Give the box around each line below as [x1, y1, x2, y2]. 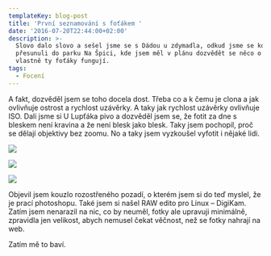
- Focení [15, 72, 45, 80]
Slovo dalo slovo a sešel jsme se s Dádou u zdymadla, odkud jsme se [15, 42, 254, 50]
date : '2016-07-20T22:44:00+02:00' [8, 27, 128, 35]
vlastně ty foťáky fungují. [15, 57, 110, 65]
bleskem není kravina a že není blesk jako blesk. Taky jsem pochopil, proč [8, 120, 254, 129]
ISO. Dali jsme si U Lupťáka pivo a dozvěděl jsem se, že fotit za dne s [8, 111, 237, 121]
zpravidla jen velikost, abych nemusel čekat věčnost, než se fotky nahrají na [8, 215, 261, 225]
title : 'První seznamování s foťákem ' [8, 19, 143, 27]
